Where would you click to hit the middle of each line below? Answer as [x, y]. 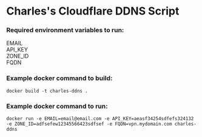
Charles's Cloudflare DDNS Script [93, 11]
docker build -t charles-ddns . [47, 91]
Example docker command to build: [59, 78]
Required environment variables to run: [65, 30]
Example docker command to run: [57, 106]
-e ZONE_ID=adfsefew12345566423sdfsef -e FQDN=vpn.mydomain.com [89, 124]
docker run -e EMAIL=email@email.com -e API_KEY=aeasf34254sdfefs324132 [100, 119]
